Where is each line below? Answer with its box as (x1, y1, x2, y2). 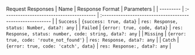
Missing (145, 31, 164, 37)
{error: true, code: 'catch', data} (6, 43, 95, 49)
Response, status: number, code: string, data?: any (6, 31, 138, 37)
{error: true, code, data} (102, 25, 168, 31)
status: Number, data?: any (6, 25, 75, 31)
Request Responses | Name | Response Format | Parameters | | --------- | (6, 6, 184, 12)
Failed (81, 25, 98, 31)
